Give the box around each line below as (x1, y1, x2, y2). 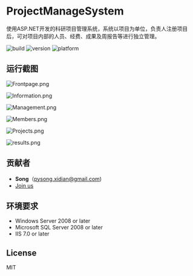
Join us (15, 182, 34, 189)
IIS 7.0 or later (15, 230, 50, 237)
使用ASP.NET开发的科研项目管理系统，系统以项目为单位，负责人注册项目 (6, 25, 188, 32)
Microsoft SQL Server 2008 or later (15, 224, 103, 231)
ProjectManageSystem (6, 4, 124, 18)
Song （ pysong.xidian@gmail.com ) (15, 175, 102, 182)
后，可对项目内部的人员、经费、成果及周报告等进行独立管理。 (6, 32, 160, 40)
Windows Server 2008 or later (15, 217, 91, 225)
